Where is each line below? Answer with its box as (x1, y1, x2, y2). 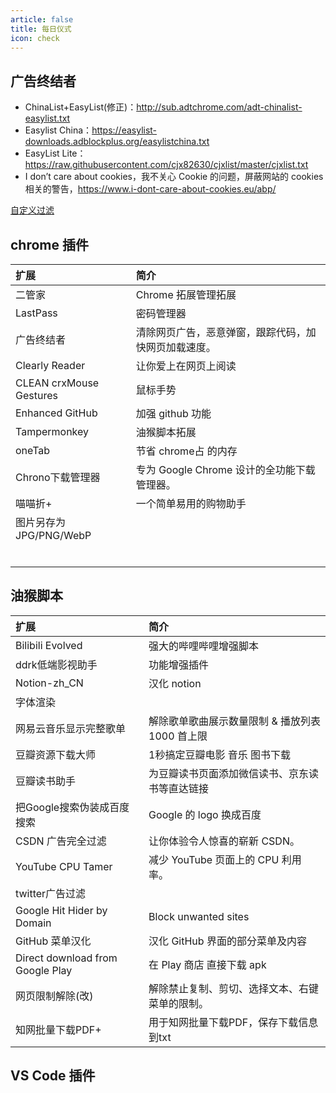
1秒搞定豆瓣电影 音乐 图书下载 (148, 747, 292, 761)
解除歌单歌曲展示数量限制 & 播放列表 (148, 714, 321, 728)
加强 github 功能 (135, 407, 212, 420)
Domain (15, 916, 52, 930)
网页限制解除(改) (15, 989, 94, 1003)
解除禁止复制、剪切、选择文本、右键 (148, 981, 320, 995)
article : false (10, 14, 74, 25)
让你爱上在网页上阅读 (135, 359, 237, 373)
